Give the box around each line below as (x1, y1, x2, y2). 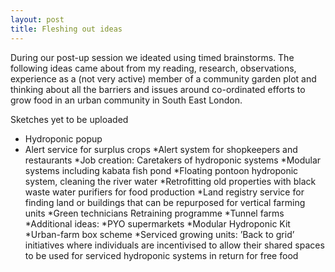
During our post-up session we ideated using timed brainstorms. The (10, 51, 295, 63)
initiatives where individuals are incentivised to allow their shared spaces (24, 239, 325, 251)
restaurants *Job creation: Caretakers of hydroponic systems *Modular (24, 154, 322, 166)
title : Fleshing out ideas (10, 24, 123, 34)
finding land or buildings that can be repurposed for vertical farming (24, 196, 306, 208)
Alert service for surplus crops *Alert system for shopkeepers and (24, 143, 298, 155)
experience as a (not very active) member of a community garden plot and (10, 72, 317, 85)
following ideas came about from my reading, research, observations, (10, 62, 297, 74)
